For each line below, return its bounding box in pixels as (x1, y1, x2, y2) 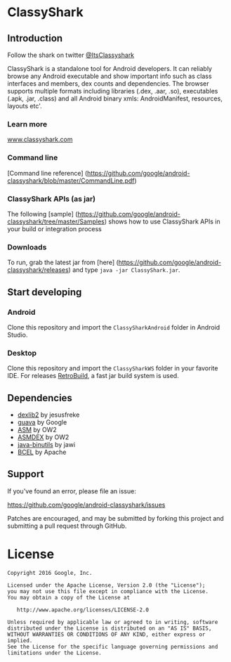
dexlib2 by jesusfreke (17, 410, 80, 419)
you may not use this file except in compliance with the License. (7, 588, 209, 595)
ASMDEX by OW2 (17, 433, 70, 441)
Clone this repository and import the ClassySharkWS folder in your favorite (7, 364, 218, 372)
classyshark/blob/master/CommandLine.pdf (7, 176, 135, 185)
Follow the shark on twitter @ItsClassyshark (7, 51, 135, 59)
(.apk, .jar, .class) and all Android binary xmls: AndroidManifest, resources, (7, 94, 223, 103)
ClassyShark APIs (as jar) (7, 194, 96, 204)
